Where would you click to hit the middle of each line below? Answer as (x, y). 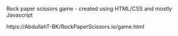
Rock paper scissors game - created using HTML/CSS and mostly (89, 9)
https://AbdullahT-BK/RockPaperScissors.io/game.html (76, 27)
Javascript (20, 15)
